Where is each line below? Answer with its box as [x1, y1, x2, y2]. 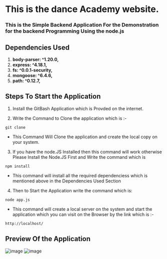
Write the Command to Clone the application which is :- [12, 115, 127, 121]
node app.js [5, 197, 30, 202]
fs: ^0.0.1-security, [12, 67, 52, 73]
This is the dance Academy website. [5, 4, 159, 15]
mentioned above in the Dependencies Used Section [12, 178, 121, 184]
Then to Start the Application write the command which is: [12, 187, 132, 193]
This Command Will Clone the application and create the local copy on [12, 134, 157, 140]
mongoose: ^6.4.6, [12, 72, 52, 78]
